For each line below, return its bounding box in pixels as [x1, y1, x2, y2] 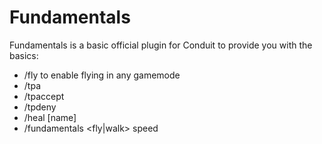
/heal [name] [23, 111, 77, 123]
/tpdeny [23, 101, 57, 113]
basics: [9, 49, 39, 61]
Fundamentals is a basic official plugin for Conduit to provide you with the [9, 39, 313, 51]
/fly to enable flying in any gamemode [23, 69, 181, 81]
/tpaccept [23, 90, 65, 102]
